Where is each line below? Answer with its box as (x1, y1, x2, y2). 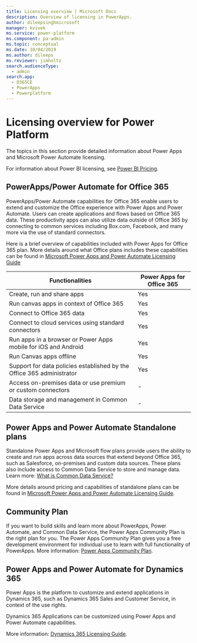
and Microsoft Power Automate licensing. (6, 154, 106, 161)
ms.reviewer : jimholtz (6, 57, 62, 63)
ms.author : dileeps (6, 52, 54, 58)
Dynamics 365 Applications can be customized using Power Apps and (6, 613, 176, 620)
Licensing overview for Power (6, 115, 154, 129)
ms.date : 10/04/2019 (6, 47, 57, 53)
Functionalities (49, 276, 92, 284)
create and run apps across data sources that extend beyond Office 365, (6, 454, 182, 461)
